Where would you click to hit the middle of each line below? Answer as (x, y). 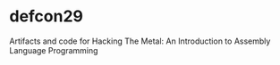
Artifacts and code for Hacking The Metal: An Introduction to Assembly (140, 41)
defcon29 (46, 16)
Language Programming (54, 50)
